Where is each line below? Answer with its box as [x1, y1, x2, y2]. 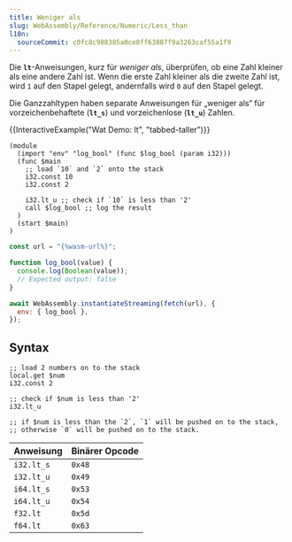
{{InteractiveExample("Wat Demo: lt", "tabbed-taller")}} [9, 125, 211, 135]
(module [9, 142, 38, 151]
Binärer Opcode [71, 445, 140, 457]
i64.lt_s [13, 484, 50, 494]
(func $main [17, 157, 62, 166]
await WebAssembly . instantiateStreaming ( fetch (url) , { [9, 298, 216, 308]
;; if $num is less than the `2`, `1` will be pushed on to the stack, [9, 418, 279, 427]
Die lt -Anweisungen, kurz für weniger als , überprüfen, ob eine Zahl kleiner [9, 62, 283, 73]
